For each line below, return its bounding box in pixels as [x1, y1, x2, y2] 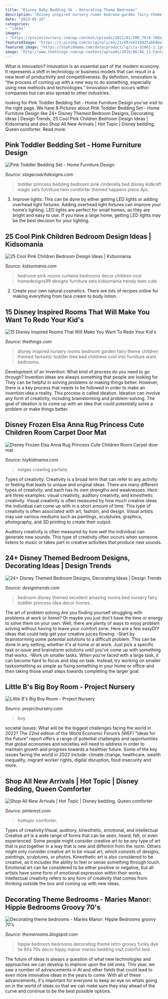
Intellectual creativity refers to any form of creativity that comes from [5, 875, 147, 881]
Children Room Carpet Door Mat [5, 429, 106, 437]
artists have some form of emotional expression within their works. [5, 870, 142, 876]
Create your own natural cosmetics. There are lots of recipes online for [12, 288, 158, 294]
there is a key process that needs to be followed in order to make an [5, 384, 145, 390]
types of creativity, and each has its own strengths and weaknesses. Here [5, 487, 157, 493]
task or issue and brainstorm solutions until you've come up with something [5, 647, 161, 653]
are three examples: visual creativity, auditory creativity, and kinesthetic [5, 492, 153, 498]
